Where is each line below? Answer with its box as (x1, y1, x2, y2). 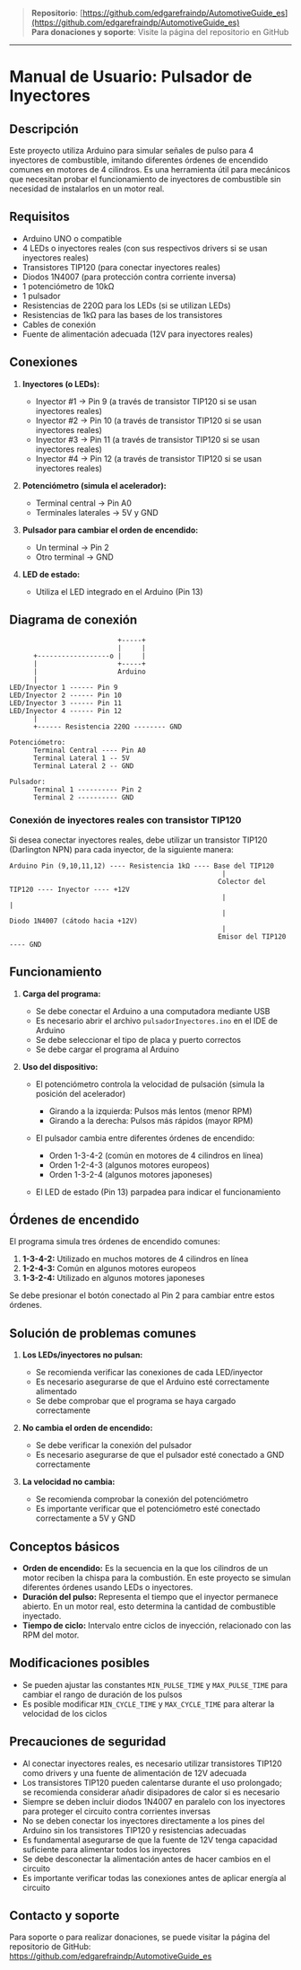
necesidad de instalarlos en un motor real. (9, 183, 165, 194)
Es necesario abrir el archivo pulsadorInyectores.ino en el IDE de (35, 1015, 278, 1026)
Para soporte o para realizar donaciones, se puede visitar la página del (9, 1931, 271, 1943)
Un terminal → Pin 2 (35, 542, 109, 552)
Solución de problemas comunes (9, 1325, 197, 1341)
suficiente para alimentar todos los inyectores (21, 1843, 191, 1854)
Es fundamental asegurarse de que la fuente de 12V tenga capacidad (21, 1834, 278, 1845)
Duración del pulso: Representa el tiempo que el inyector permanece (21, 1591, 279, 1602)
